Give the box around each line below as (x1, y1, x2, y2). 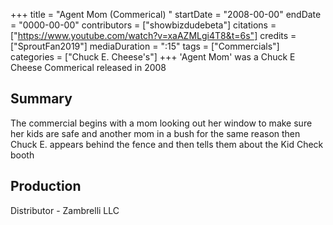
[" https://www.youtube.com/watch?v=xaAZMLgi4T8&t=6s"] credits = (10, 30, 297, 41)
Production (10, 178, 82, 195)
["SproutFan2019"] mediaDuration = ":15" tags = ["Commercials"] (10, 40, 280, 52)
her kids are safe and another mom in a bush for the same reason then (10, 127, 301, 139)
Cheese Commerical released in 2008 (10, 62, 167, 73)
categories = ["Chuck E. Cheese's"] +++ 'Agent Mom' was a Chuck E (10, 51, 296, 63)
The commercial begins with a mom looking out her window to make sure (10, 117, 313, 129)
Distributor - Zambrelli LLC (10, 204, 120, 216)
